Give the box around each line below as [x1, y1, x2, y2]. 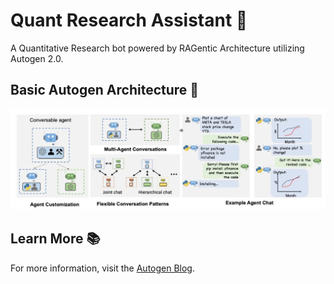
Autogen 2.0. [10, 52, 64, 64]
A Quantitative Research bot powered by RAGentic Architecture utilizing [10, 42, 305, 54]
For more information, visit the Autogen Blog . [10, 262, 195, 274]
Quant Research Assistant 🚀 [10, 9, 248, 32]
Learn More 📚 [10, 230, 101, 248]
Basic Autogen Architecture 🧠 [10, 82, 200, 99]
